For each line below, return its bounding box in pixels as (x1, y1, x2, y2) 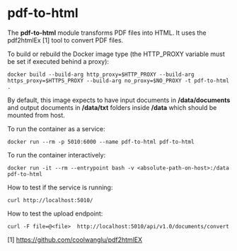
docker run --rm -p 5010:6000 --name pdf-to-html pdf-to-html (7, 138, 195, 145)
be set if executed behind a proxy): (7, 57, 110, 65)
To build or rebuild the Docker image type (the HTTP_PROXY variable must (7, 50, 225, 58)
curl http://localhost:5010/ (7, 196, 93, 203)
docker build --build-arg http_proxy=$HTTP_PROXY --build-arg (7, 71, 195, 78)
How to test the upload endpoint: (7, 209, 103, 218)
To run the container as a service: (7, 124, 105, 133)
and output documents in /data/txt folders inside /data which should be (7, 103, 217, 111)
